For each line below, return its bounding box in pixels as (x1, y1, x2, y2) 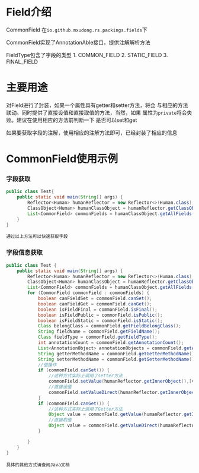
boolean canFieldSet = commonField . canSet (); (37, 295, 152, 302)
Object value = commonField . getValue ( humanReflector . (48, 411, 184, 418)
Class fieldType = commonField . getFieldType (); (37, 334, 158, 340)
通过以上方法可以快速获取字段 (6, 234, 68, 239)
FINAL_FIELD (6, 58, 38, 65)
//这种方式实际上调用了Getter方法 (48, 406, 123, 412)
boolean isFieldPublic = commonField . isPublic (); (37, 312, 163, 318)
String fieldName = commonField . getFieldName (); (37, 329, 161, 335)
